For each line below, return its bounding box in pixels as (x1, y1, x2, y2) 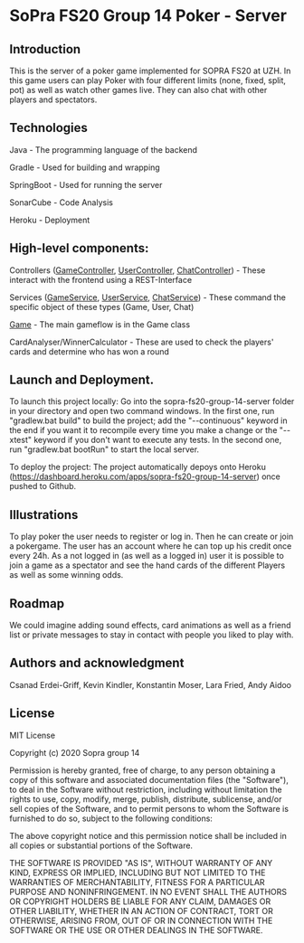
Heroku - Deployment (9, 214, 90, 225)
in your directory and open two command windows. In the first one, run (9, 406, 275, 417)
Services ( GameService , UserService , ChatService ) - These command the (9, 291, 287, 303)
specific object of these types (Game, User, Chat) (9, 301, 195, 312)
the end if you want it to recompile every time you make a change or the (9, 425, 278, 436)
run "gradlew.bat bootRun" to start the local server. (9, 444, 200, 455)
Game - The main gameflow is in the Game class (9, 318, 191, 330)
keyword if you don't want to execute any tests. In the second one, (33, 435, 282, 446)
